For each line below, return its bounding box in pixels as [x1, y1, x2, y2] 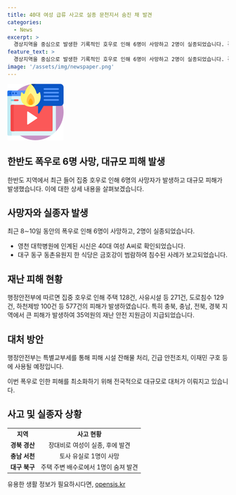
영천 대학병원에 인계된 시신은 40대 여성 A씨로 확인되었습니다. [17, 242, 185, 250]
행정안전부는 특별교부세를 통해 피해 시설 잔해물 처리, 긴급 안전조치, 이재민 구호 [7, 354, 221, 361]
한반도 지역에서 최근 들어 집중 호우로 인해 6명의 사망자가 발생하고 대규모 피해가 [7, 176, 223, 184]
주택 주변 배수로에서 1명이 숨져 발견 [41, 463, 138, 471]
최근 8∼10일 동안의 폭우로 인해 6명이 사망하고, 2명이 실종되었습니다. [7, 227, 195, 236]
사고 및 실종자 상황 [7, 409, 82, 420]
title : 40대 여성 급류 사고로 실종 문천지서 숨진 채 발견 [7, 11, 152, 18]
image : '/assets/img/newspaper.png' [7, 63, 114, 70]
